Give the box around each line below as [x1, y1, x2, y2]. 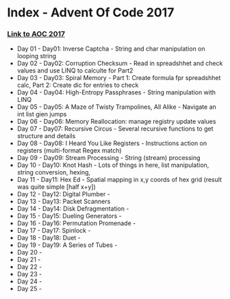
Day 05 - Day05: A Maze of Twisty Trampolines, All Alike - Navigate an [16, 103, 217, 111]
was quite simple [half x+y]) [16, 183, 96, 191]
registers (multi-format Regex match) [16, 146, 122, 155]
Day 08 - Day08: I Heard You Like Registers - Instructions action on [16, 139, 207, 148]
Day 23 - [16, 270, 42, 278]
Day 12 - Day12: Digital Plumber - [16, 190, 111, 198]
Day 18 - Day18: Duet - [16, 234, 81, 242]
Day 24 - [16, 277, 42, 285]
